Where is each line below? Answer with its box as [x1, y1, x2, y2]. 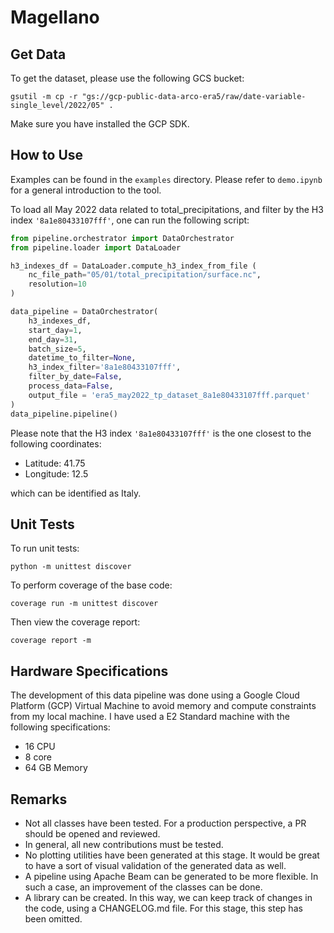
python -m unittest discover [10, 562, 132, 572]
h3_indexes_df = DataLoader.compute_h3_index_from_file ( [10, 261, 257, 271]
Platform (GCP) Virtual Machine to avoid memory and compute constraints [10, 700, 317, 712]
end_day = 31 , [28, 334, 78, 345]
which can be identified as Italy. [10, 487, 142, 499]
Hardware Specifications [10, 662, 169, 680]
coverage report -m [10, 636, 92, 646]
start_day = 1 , [28, 325, 83, 335]
